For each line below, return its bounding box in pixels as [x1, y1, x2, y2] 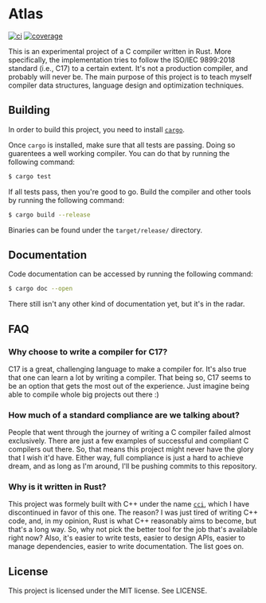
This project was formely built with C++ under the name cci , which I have [8, 499, 249, 509]
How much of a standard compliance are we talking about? [8, 409, 241, 421]
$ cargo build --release [8, 210, 91, 219]
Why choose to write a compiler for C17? [8, 346, 168, 357]
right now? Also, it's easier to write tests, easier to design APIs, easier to [8, 533, 245, 542]
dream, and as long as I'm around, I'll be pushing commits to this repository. [8, 461, 257, 471]
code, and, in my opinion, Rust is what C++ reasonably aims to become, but [8, 516, 257, 526]
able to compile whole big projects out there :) [8, 390, 159, 399]
